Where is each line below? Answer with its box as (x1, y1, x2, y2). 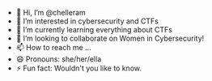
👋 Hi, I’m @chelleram (15, 8, 87, 17)
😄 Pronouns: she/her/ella (15, 54, 102, 64)
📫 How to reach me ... (15, 43, 91, 52)
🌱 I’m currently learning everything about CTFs (15, 25, 172, 34)
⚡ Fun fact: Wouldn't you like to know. (15, 63, 142, 73)
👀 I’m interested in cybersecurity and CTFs (15, 16, 159, 26)
